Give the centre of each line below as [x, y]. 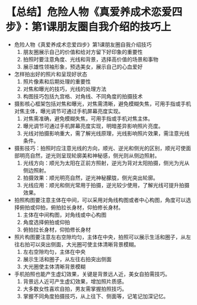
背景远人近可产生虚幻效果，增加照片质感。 [75, 281]
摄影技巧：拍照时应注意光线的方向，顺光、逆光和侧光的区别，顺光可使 [100, 148]
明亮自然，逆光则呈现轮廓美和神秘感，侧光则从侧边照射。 [90, 155]
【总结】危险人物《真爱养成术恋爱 [89, 12]
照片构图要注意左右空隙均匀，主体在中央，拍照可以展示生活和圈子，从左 [102, 237]
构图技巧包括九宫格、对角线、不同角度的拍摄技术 [83, 96]
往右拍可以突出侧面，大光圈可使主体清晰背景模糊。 [77, 244]
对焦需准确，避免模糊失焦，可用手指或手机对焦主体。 [88, 118]
